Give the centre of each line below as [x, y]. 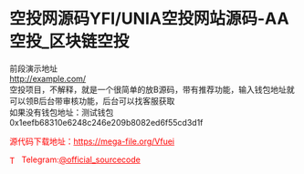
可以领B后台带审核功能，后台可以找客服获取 [92, 100]
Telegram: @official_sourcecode [81, 159]
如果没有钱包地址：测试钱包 [62, 112]
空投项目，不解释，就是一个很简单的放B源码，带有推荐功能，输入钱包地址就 [152, 89]
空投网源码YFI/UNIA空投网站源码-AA [149, 19]
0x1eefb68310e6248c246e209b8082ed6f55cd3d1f [106, 122]
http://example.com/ [48, 78]
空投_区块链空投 [69, 41]
